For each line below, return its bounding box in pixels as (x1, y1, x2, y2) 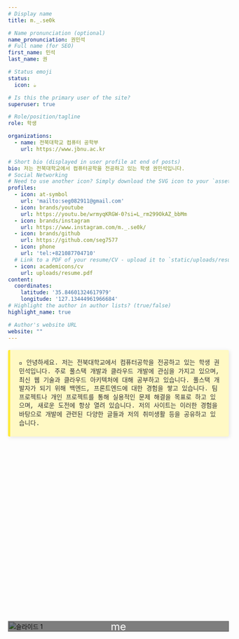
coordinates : (14, 283, 53, 290)
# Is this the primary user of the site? (8, 94, 131, 101)
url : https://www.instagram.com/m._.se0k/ (20, 224, 146, 231)
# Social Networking (8, 172, 69, 179)
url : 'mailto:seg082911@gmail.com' (20, 198, 125, 205)
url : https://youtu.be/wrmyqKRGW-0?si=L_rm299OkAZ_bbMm (20, 210, 188, 218)
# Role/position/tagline (8, 113, 81, 120)
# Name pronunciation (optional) (8, 30, 106, 37)
